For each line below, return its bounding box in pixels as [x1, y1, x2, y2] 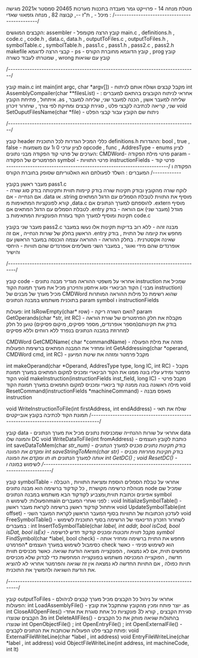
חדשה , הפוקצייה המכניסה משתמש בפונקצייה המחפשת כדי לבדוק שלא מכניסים [6, 554, 182, 560]
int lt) [6, 646, 19, 653]
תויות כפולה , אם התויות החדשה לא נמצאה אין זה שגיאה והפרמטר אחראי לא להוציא [6, 560, 191, 567]
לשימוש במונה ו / [6, 461, 44, 468]
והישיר [6, 248, 21, 255]
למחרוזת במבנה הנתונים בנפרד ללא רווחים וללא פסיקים [6, 327, 129, 333]
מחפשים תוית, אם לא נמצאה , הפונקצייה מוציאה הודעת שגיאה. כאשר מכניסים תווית [6, 547, 190, 555]
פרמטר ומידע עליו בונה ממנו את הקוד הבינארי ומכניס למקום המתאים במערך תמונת [6, 369, 190, 375]
